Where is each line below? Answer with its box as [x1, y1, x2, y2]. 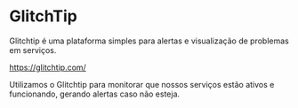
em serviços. [9, 44, 57, 55]
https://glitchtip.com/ [9, 62, 86, 73]
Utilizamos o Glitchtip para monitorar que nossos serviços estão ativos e [9, 79, 275, 89]
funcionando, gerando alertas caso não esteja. [9, 89, 181, 99]
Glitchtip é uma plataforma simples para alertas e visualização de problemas [9, 35, 289, 46]
